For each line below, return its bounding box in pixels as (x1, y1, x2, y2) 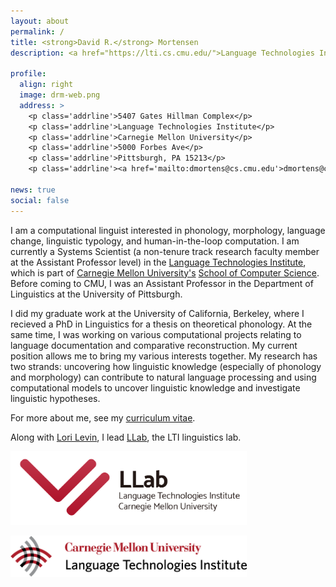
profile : (10, 69, 47, 79)
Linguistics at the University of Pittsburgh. (10, 288, 183, 300)
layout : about (10, 16, 70, 26)
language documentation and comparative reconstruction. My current (10, 339, 298, 351)
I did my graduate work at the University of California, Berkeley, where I (10, 307, 305, 319)
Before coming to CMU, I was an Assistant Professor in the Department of (10, 277, 314, 289)
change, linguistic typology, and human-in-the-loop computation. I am (10, 235, 300, 247)
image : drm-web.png (19, 90, 101, 100)
